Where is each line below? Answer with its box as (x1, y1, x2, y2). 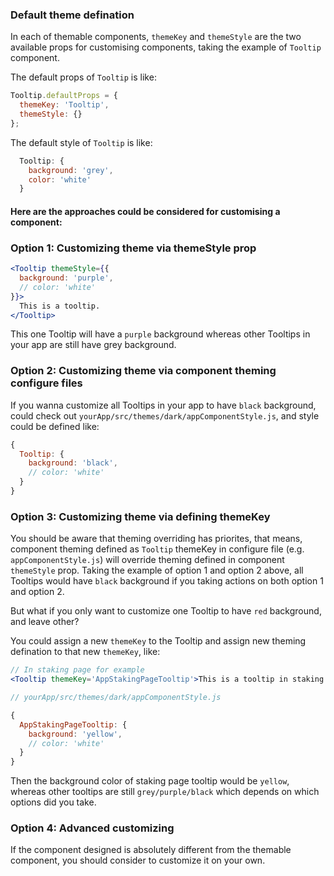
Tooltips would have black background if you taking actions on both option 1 (10, 575, 324, 587)
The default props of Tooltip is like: (10, 71, 157, 83)
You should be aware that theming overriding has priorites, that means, (10, 533, 303, 545)
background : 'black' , (28, 458, 118, 468)
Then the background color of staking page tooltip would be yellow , (10, 775, 290, 787)
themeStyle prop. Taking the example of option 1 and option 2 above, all (10, 564, 304, 577)
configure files (10, 376, 83, 390)
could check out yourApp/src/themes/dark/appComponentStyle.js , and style (10, 409, 320, 422)
